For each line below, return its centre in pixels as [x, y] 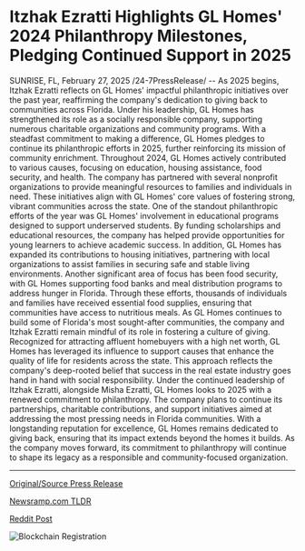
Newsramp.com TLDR [50, 501]
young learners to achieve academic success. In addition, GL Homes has [146, 245]
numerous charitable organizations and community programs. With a [138, 128]
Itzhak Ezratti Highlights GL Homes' [146, 17]
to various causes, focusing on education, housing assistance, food [136, 167]
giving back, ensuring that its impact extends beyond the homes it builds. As [152, 437]
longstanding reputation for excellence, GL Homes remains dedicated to [144, 428]
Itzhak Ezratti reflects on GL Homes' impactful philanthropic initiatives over [149, 90]
